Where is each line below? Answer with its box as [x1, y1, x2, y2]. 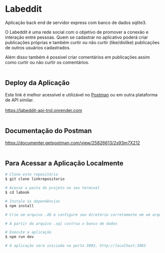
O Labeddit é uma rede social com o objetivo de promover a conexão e [5, 29, 149, 35]
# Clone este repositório [5, 172, 58, 177]
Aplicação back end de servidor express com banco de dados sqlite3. [5, 20, 147, 25]
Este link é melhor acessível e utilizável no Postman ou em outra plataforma [5, 92, 158, 97]
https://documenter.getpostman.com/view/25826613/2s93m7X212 [5, 139, 140, 145]
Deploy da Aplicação [5, 79, 70, 87]
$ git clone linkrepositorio [5, 177, 65, 182]
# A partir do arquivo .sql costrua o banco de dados [5, 221, 118, 226]
